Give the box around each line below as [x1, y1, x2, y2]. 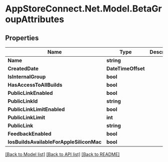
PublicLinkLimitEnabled [7, 106, 65, 113]
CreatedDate [7, 65, 39, 72]
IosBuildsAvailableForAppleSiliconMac [7, 138, 101, 145]
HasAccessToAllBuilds [7, 81, 62, 88]
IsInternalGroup [7, 73, 46, 80]
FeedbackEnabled [7, 130, 51, 137]
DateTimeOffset [106, 65, 145, 72]
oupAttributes [5, 14, 64, 25]
